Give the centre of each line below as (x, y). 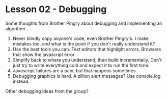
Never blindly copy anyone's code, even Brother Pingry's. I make (81, 38)
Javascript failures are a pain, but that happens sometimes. (75, 70)
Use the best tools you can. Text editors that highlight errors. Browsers (87, 49)
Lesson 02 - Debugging (56, 9)
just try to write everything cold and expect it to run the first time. (81, 65)
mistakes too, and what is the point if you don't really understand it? (84, 43)
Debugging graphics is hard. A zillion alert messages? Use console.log (87, 76)
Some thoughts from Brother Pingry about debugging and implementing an (84, 23)
